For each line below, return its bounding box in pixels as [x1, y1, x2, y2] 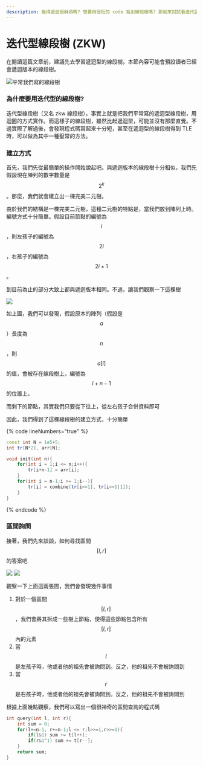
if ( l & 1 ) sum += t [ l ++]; [28, 732, 88, 738]
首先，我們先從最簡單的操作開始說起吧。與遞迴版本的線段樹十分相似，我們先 [6, 164, 197, 171]
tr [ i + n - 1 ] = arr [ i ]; [28, 467, 80, 473]
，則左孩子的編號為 [6, 233, 54, 240]
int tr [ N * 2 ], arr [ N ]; [6, 445, 61, 451]
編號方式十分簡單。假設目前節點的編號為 [6, 213, 107, 220]
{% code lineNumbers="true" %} [6, 427, 89, 435]
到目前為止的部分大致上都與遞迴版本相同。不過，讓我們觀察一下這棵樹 [6, 285, 181, 293]
